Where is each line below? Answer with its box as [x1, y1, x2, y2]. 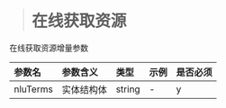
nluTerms [14, 83, 54, 95]
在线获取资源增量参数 [9, 42, 88, 53]
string [115, 83, 141, 95]
